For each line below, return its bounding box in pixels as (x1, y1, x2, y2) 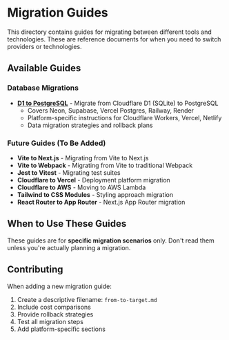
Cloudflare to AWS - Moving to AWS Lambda (17, 183, 146, 191)
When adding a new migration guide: (7, 282, 112, 290)
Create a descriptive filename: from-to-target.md (17, 295, 157, 303)
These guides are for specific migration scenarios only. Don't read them (7, 236, 215, 245)
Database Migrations (7, 83, 79, 93)
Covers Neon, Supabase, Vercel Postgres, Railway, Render (27, 106, 195, 115)
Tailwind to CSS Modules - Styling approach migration (17, 190, 174, 198)
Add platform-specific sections (17, 325, 106, 333)
